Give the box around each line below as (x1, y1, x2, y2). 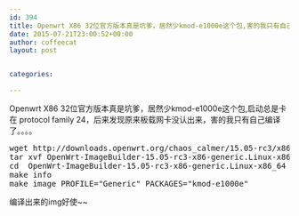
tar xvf (9, 152, 43, 162)
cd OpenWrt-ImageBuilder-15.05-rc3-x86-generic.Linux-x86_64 (9, 161, 287, 171)
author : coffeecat (9, 37, 77, 47)
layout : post (9, 46, 58, 55)
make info (9, 170, 52, 180)
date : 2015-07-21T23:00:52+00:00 (9, 29, 133, 38)
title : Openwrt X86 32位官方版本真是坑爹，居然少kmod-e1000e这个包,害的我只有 (9, 21, 280, 30)
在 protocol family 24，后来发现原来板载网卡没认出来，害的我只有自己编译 (9, 115, 281, 124)
